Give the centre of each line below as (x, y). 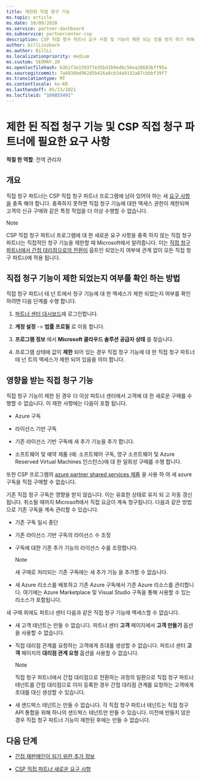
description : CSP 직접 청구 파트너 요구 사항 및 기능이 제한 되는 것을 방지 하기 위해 (100, 40)
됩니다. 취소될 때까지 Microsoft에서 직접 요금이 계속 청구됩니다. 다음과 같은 (94, 502)
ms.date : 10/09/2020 (32, 23)
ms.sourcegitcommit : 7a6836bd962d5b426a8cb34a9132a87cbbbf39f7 (87, 73)
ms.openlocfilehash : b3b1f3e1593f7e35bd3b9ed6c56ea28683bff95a (87, 67)
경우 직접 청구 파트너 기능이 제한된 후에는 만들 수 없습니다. (83, 720)
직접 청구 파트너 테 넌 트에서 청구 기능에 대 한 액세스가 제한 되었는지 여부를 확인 (99, 293)
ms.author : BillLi (29, 51)
